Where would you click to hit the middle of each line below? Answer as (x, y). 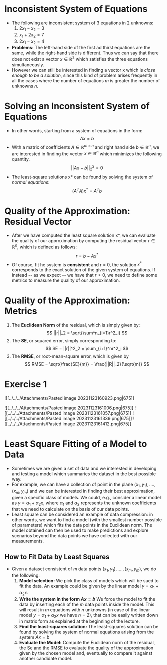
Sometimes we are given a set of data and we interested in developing (84, 469)
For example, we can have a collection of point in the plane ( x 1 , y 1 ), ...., (84, 485)
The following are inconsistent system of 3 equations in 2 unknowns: (83, 23)
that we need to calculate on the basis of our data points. (70, 509)
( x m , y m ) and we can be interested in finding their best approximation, (83, 491)
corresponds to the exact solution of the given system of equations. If (84, 270)
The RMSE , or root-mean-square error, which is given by (70, 356)
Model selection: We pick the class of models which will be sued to (89, 581)
